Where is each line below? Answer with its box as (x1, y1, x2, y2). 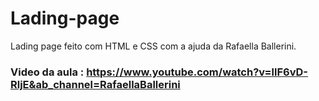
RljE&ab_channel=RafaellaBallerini (10, 77, 181, 91)
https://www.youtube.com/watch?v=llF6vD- (86, 65, 308, 79)
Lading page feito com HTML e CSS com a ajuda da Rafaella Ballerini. (10, 40, 297, 52)
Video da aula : (10, 65, 85, 79)
